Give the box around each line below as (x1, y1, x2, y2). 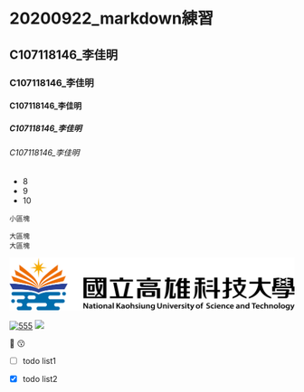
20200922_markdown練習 (9, 8, 214, 29)
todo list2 (22, 373, 58, 384)
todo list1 (22, 355, 56, 366)
